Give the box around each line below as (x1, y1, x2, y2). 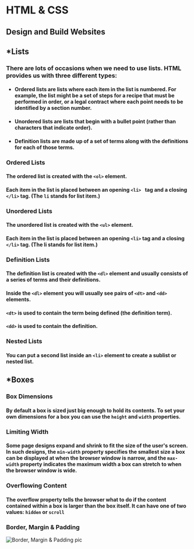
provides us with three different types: (6, 71, 118, 80)
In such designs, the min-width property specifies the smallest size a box (6, 448, 185, 455)
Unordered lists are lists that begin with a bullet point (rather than (14, 118, 177, 125)
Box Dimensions (6, 392, 53, 400)
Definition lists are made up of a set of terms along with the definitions (14, 137, 188, 144)
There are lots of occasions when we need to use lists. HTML (6, 64, 182, 72)
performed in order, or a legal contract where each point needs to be (14, 98, 184, 105)
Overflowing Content (6, 482, 67, 490)
